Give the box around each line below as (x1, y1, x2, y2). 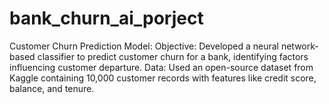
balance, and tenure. (9, 82, 95, 94)
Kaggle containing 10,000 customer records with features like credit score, (9, 72, 317, 84)
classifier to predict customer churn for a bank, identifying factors (37, 50, 309, 62)
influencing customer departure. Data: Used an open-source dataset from (9, 61, 314, 73)
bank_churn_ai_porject (9, 7, 204, 30)
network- (280, 40, 319, 52)
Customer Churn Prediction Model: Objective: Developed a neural (9, 40, 279, 52)
